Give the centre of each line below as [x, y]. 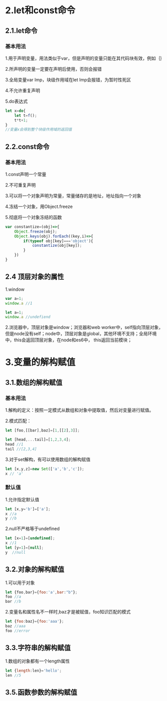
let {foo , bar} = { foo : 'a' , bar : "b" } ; [41, 592]
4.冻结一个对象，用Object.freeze [39, 206]
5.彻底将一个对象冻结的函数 [33, 217]
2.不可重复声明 [21, 185]
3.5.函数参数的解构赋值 [41, 692]
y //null [16, 552]
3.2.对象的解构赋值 [35, 569]
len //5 [13, 675]
